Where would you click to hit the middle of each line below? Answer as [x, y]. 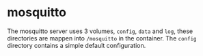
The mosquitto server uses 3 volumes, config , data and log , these [100, 31]
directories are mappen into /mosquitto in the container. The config [102, 38]
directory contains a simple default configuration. [77, 45]
